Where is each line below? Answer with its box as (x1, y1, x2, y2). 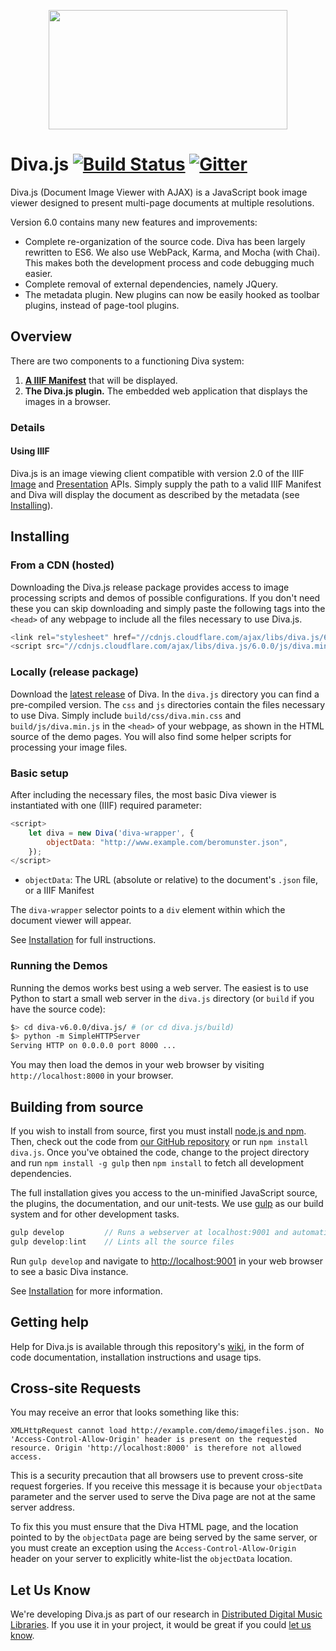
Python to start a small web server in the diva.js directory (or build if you (10, 992, 315, 1004)
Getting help (10, 1314, 89, 1331)
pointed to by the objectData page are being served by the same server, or (10, 1531, 318, 1544)
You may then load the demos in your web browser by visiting (10, 1059, 265, 1071)
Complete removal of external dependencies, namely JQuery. (24, 278, 279, 290)
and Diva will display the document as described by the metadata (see (10, 488, 300, 500)
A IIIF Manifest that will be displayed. (24, 374, 178, 386)
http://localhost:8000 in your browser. (10, 1070, 174, 1082)
